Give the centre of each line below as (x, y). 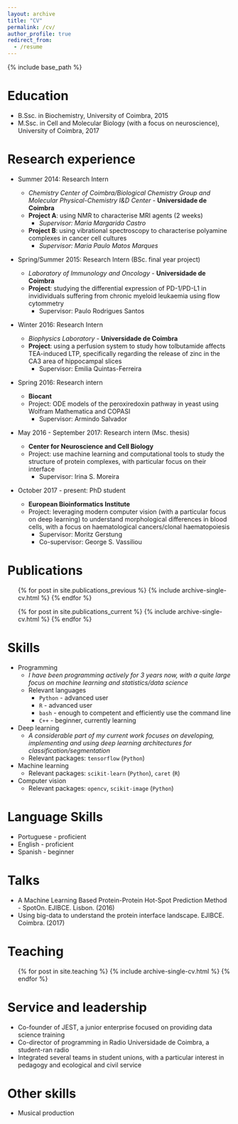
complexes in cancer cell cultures (77, 238)
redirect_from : (30, 40)
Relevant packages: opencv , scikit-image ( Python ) (101, 788)
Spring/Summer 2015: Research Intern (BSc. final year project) (109, 259)
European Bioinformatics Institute (79, 504)
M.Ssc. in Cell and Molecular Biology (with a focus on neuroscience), (119, 123)
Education (38, 96)
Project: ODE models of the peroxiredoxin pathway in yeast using (123, 404)
